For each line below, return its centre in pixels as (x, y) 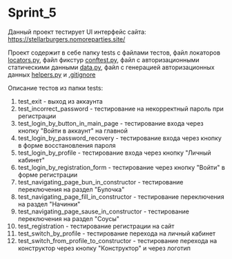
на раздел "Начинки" (49, 204)
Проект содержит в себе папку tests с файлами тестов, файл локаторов (114, 52)
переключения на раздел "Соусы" (69, 218)
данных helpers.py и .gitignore (52, 75)
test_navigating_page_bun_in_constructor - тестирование (100, 182)
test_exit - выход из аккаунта (60, 101)
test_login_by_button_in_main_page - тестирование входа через (110, 123)
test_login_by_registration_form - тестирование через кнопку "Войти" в (121, 167)
